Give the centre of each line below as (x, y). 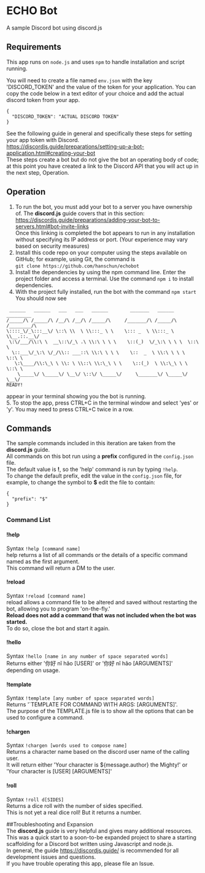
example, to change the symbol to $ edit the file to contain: (81, 483)
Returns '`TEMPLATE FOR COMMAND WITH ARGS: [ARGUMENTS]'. (92, 705)
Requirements (34, 47)
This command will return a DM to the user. (61, 568)
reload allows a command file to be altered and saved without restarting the (102, 602)
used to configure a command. (45, 717)
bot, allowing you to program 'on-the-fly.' (58, 609)
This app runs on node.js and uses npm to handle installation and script (96, 61)
